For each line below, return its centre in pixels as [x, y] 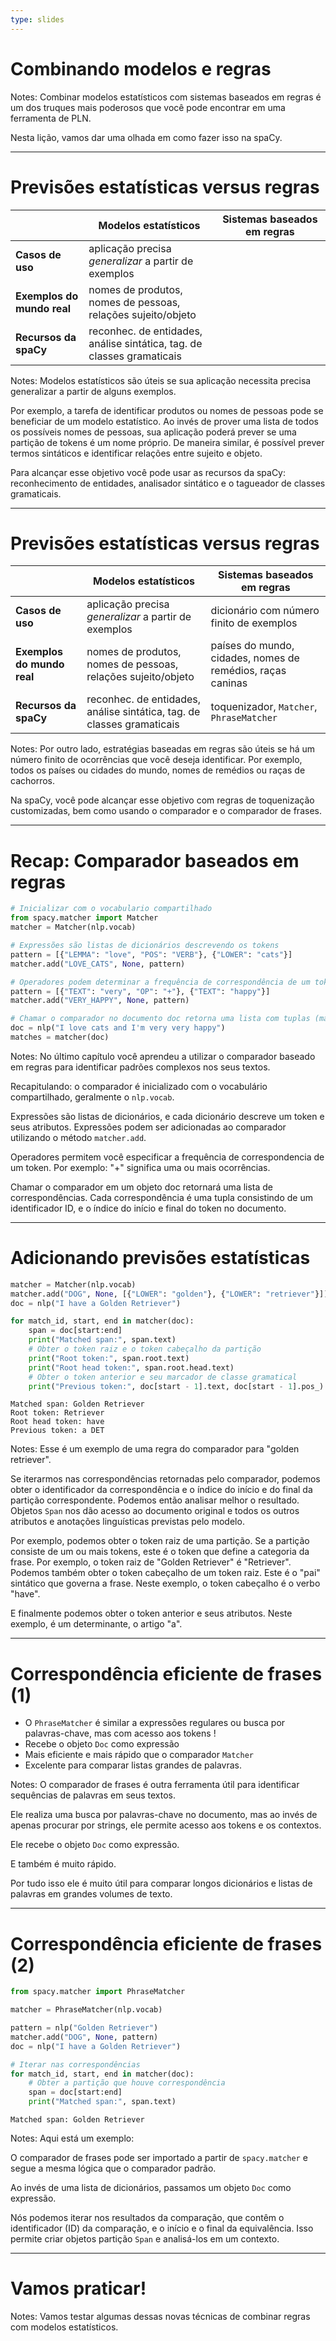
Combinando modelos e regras [141, 68]
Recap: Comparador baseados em [155, 860]
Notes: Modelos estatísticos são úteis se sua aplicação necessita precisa [161, 380]
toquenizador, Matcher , [264, 707]
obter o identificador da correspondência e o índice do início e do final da [161, 1490]
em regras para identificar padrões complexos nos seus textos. [140, 1067]
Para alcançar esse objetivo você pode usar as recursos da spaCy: [148, 472]
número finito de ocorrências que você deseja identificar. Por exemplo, [156, 760]
